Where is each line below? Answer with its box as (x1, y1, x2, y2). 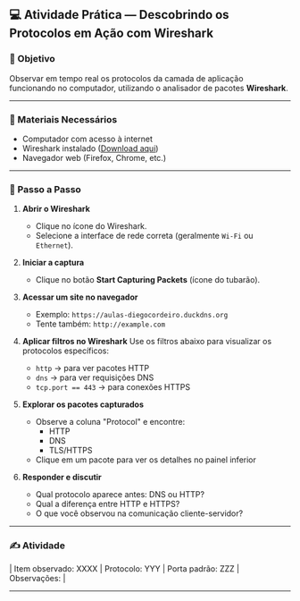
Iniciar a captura (21, 258, 85, 268)
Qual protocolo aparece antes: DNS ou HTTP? (35, 489, 205, 500)
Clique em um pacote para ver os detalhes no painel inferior (35, 454, 257, 465)
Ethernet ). (35, 240, 74, 250)
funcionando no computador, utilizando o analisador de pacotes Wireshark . (9, 82, 288, 93)
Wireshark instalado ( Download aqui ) (21, 142, 159, 154)
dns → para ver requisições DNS (35, 372, 154, 383)
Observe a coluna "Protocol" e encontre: (35, 417, 186, 427)
